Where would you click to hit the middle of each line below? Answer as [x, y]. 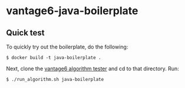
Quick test [26, 33]
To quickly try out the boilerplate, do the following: [67, 47]
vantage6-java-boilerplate [72, 11]
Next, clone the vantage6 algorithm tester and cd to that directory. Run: [93, 69]
